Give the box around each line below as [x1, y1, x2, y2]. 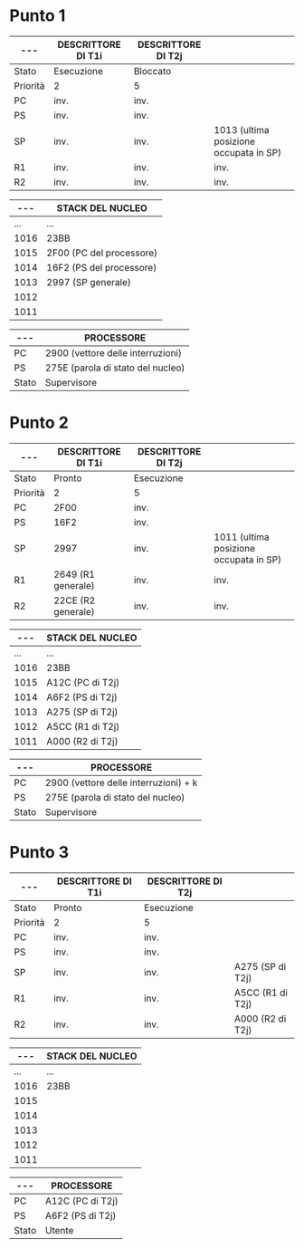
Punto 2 [9, 413, 70, 433]
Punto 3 [9, 842, 70, 863]
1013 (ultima [214, 123, 270, 136]
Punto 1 [9, 5, 66, 26]
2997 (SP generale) [46, 275, 131, 288]
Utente [44, 1224, 74, 1236]
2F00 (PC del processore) [46, 246, 158, 259]
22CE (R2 [53, 594, 96, 607]
